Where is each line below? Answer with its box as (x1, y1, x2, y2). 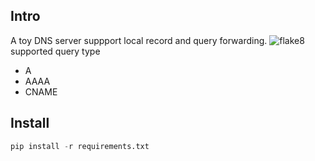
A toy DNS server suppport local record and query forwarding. (10, 34, 268, 46)
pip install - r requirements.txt (10, 141, 150, 151)
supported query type (10, 45, 101, 57)
